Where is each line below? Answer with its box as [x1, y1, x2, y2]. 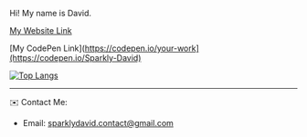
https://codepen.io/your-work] [84, 43, 199, 54]
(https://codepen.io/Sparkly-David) [9, 53, 142, 63]
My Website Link [9, 25, 72, 35]
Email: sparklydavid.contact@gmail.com [22, 118, 174, 128]
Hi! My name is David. [9, 8, 92, 18]
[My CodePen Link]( [9, 43, 85, 54]
